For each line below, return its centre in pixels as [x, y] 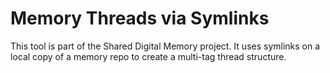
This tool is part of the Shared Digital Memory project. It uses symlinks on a [165, 46]
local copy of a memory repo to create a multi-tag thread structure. [148, 56]
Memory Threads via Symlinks [140, 18]
